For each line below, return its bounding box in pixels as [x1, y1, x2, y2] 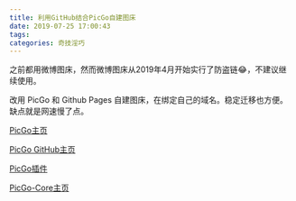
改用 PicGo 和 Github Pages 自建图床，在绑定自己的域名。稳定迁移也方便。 [9, 95, 289, 105]
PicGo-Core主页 [9, 182, 69, 194]
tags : [9, 30, 30, 39]
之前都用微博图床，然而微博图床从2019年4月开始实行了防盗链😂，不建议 [9, 64, 280, 75]
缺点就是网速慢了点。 [9, 105, 88, 117]
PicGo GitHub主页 [9, 144, 76, 155]
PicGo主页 [9, 125, 48, 136]
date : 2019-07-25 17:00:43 [9, 22, 111, 31]
